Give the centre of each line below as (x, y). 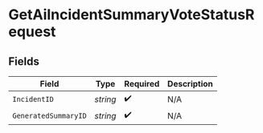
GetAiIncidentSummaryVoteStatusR (131, 15)
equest (32, 32)
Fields (24, 61)
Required (142, 84)
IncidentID (33, 99)
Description (190, 84)
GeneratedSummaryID (49, 115)
